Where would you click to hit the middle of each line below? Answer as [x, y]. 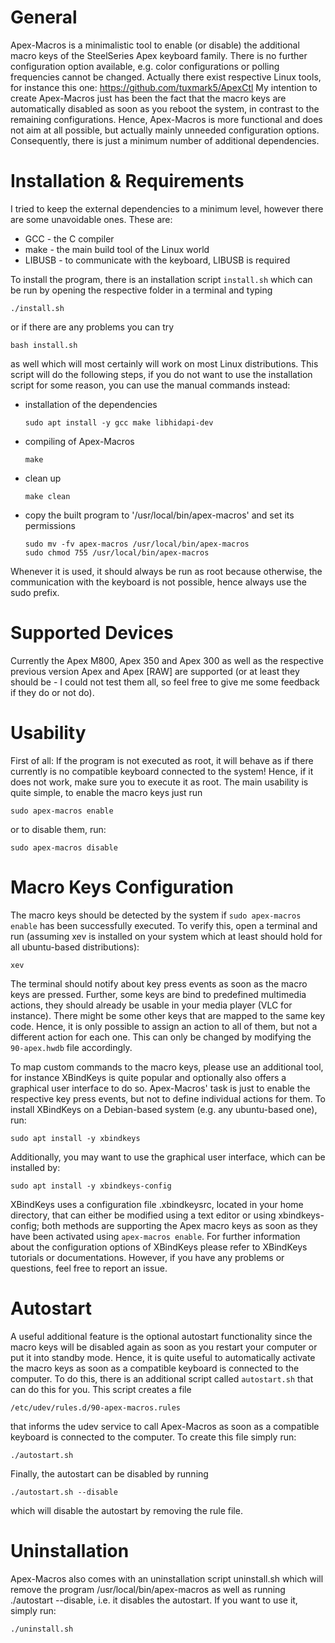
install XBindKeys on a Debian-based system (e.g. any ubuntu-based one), [164, 1109]
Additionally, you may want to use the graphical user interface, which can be [168, 1157]
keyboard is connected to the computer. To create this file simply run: [153, 1437]
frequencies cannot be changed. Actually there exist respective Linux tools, [166, 77]
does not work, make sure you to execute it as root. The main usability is [159, 782]
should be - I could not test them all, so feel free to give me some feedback [165, 682]
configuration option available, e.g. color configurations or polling [145, 66]
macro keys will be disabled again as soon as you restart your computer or [164, 1347]
